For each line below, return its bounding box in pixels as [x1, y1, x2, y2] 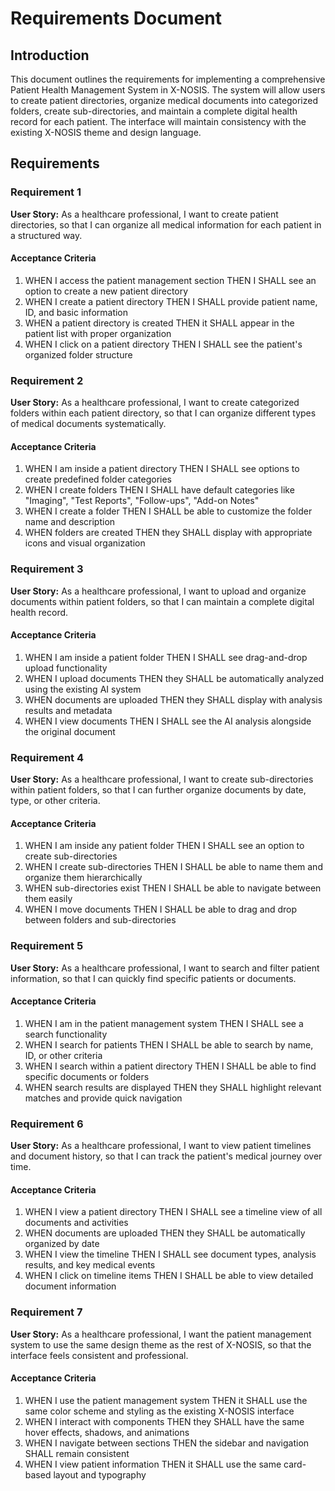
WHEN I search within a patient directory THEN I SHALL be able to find [24, 1060, 317, 1072]
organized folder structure [24, 348, 133, 361]
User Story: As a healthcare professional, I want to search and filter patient [10, 962, 320, 974]
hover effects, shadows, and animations [24, 1426, 190, 1438]
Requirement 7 [10, 1305, 83, 1319]
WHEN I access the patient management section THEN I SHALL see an [24, 274, 317, 286]
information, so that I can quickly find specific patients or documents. [10, 972, 297, 984]
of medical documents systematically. [10, 418, 167, 430]
